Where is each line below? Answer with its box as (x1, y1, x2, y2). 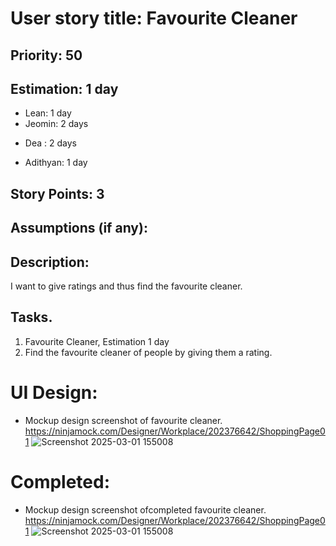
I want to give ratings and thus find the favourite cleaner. (10, 280, 243, 292)
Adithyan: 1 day (24, 157, 88, 169)
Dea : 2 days (24, 137, 77, 149)
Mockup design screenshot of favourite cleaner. (24, 414, 223, 426)
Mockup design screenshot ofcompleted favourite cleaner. (24, 503, 267, 516)
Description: (10, 253, 90, 271)
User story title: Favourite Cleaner (10, 7, 298, 30)
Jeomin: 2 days (24, 118, 89, 130)
